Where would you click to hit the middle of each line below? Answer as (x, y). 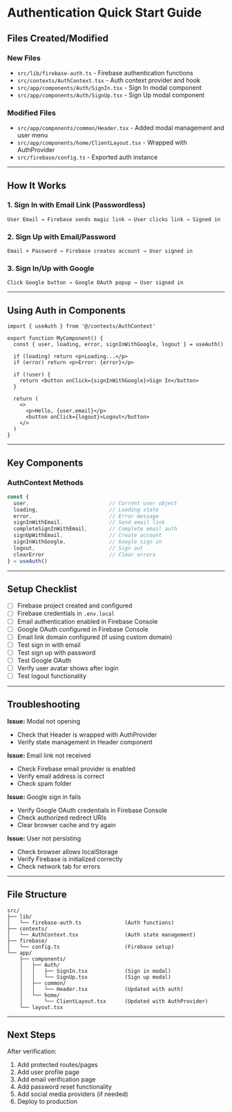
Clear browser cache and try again (66, 824)
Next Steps (31, 1035)
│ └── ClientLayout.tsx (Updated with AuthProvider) (114, 1001)
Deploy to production (47, 1102)
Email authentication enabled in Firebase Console (87, 621)
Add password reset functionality (65, 1087)
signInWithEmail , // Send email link (89, 522)
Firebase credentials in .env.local (66, 614)
